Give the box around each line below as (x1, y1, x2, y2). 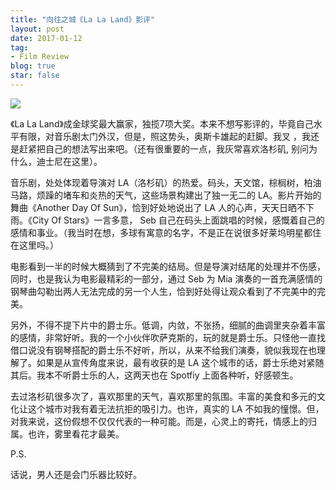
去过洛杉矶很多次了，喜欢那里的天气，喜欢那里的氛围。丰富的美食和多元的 (10, 390, 317, 402)
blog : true (10, 61, 56, 71)
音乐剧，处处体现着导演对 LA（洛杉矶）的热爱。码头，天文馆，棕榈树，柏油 (10, 176, 322, 188)
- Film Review (10, 52, 70, 62)
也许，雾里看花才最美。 (27, 427, 125, 440)
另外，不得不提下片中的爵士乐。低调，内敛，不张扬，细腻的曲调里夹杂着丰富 (10, 319, 326, 331)
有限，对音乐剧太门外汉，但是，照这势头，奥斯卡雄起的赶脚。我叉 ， (18, 130, 302, 142)
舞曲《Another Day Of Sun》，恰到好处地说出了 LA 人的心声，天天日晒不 (10, 201, 306, 213)
